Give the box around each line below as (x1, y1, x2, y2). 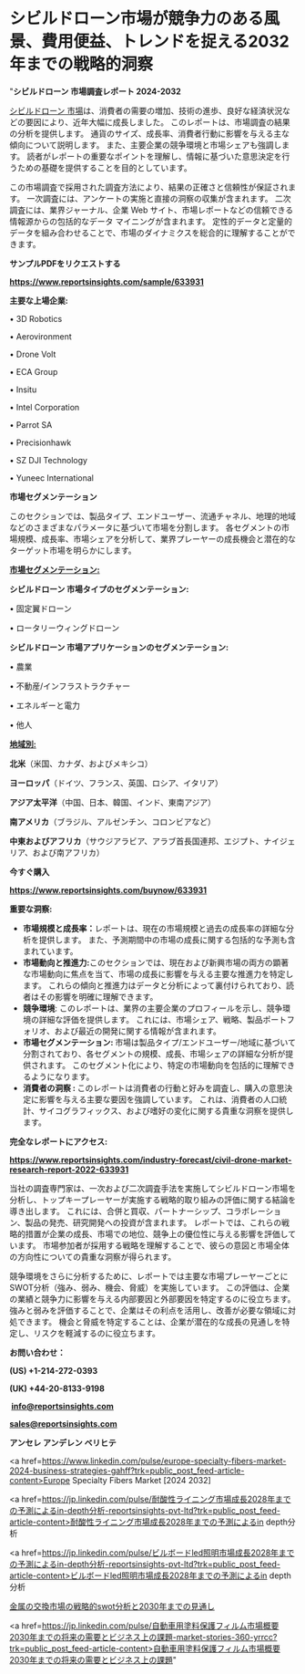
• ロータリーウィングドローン (9, 622, 120, 633)
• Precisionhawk (9, 437, 72, 448)
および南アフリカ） (32, 847, 105, 858)
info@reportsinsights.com (11, 1400, 114, 1411)
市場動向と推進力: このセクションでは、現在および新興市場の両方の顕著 (22, 957, 290, 968)
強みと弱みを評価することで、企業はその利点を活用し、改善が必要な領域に (9, 1305, 289, 1315)
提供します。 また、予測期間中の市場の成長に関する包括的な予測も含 (38, 934, 296, 945)
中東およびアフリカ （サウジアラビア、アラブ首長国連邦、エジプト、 (9, 836, 264, 847)
